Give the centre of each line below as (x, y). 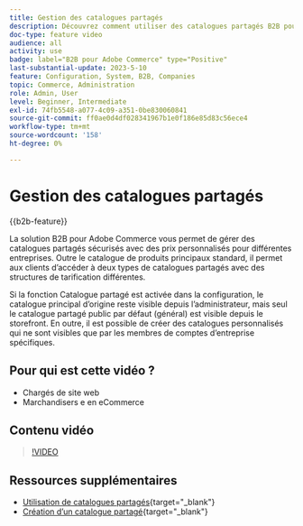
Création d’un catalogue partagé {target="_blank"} (115, 512)
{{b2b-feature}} (38, 221)
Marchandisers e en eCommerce (83, 401)
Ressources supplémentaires (93, 480)
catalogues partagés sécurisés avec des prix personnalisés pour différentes (151, 248)
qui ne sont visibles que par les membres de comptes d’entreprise (132, 332)
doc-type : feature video (56, 34)
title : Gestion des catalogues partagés (87, 18)
